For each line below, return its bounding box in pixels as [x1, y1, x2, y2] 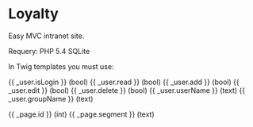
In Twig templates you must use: [8, 61, 114, 71]
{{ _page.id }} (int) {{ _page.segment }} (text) [8, 109, 155, 119]
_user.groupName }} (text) [8, 94, 94, 103]
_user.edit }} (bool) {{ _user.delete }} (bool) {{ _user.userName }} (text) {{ [8, 85, 246, 95]
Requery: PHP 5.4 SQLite [8, 46, 90, 56]
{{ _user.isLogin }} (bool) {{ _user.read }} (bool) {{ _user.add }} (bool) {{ [8, 77, 240, 87]
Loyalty [8, 5, 59, 23]
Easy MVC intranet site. [8, 31, 85, 40]
